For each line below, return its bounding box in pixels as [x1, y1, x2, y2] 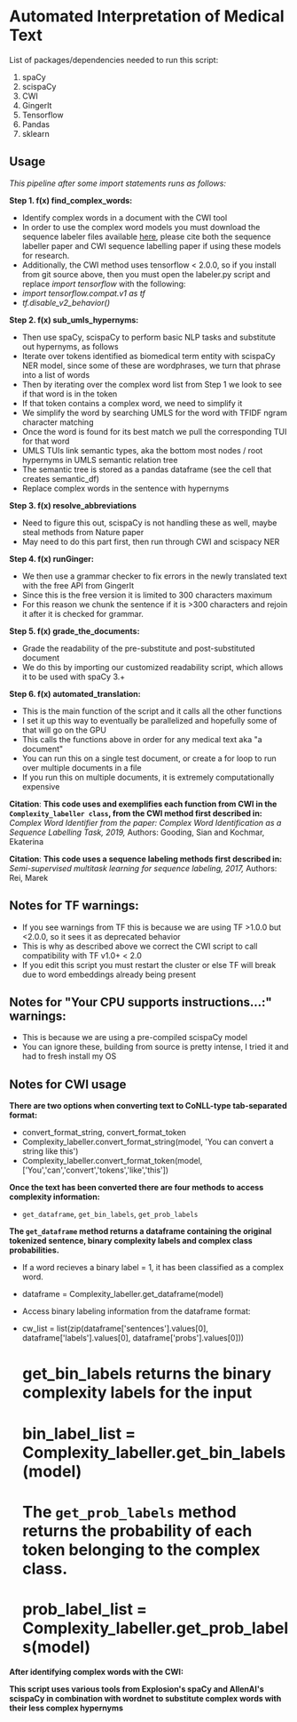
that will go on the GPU [21, 725, 106, 735]
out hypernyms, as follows [21, 340, 119, 352]
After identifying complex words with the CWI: [9, 1666, 184, 1677]
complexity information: [9, 1191, 100, 1202]
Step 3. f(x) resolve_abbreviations [9, 500, 137, 510]
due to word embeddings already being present [21, 969, 197, 980]
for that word [21, 436, 70, 446]
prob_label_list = [21, 1598, 148, 1619]
